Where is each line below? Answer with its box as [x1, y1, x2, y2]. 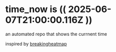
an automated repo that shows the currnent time [5, 31, 107, 37]
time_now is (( [5, 4, 66, 15]
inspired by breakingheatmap [5, 40, 67, 46]
